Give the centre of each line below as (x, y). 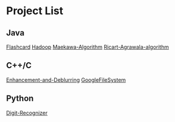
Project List (35, 11)
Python (20, 99)
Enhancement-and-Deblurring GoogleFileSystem (66, 80)
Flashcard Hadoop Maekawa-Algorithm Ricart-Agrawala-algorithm (87, 47)
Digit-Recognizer (27, 113)
